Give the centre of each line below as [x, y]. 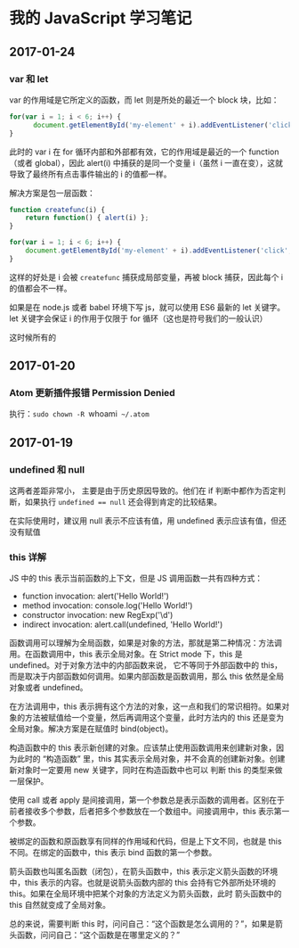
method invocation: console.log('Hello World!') [107, 606]
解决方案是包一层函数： [52, 193]
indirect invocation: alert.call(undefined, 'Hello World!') [122, 624]
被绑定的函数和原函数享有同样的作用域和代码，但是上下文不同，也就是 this [145, 841]
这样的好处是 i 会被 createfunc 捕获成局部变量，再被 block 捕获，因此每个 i [146, 276]
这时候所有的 [32, 337]
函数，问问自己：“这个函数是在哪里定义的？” [98, 935]
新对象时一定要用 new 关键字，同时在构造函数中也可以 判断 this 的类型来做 [146, 770]
